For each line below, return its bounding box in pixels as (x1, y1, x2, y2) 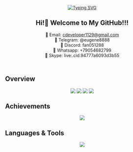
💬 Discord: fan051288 (60, 42, 104, 48)
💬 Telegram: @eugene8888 (54, 37, 110, 43)
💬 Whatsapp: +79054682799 (53, 47, 111, 53)
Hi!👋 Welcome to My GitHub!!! (36, 19, 129, 27)
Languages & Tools (5, 129, 65, 137)
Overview (5, 75, 36, 83)
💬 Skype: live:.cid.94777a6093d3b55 (44, 52, 120, 58)
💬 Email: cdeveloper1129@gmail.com (45, 32, 119, 38)
